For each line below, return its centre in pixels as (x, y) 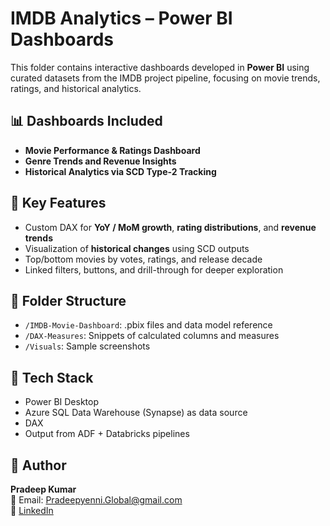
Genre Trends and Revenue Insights (100, 161)
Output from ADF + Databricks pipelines (107, 434)
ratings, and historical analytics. (76, 88)
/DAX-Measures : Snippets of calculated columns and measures (152, 336)
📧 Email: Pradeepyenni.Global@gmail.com (96, 500)
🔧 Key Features (58, 203)
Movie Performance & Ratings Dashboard (112, 150)
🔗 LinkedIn (32, 510)
